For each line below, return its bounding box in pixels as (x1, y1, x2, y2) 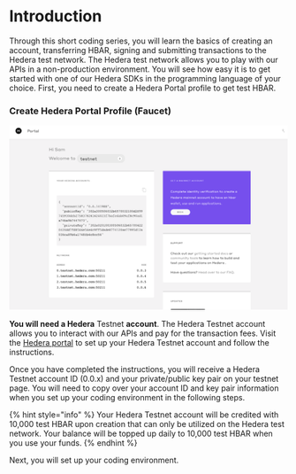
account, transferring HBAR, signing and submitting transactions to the (9, 44, 267, 55)
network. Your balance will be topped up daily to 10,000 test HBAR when (9, 428, 274, 439)
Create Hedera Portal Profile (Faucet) (9, 105, 172, 117)
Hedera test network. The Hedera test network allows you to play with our (9, 54, 278, 65)
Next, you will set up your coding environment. (9, 455, 179, 466)
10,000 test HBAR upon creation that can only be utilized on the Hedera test (9, 419, 285, 430)
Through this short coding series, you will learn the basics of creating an (9, 35, 273, 46)
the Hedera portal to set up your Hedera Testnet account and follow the (9, 338, 269, 348)
